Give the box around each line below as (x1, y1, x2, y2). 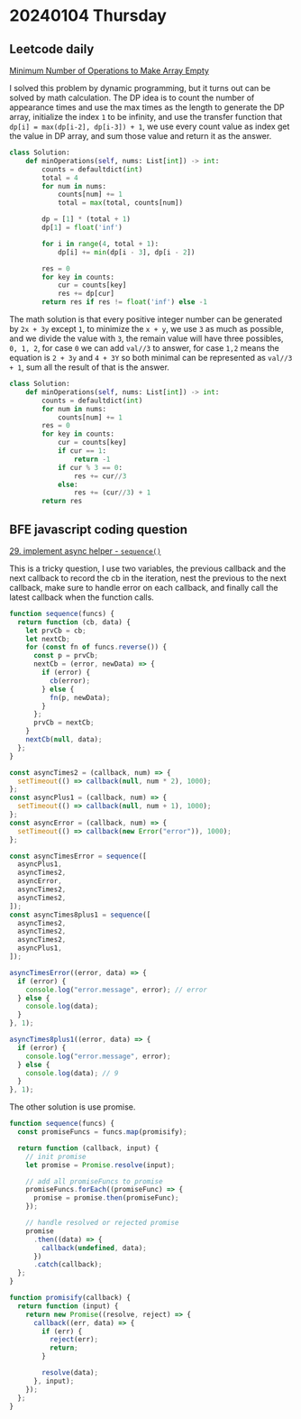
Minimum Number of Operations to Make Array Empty (9, 65, 210, 76)
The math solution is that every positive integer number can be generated (9, 314, 283, 325)
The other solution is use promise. (9, 1101, 136, 1112)
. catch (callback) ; (32, 1260, 103, 1269)
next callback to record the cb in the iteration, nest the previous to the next (9, 572, 287, 583)
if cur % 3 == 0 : (57, 463, 123, 472)
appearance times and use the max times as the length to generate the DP (9, 102, 286, 113)
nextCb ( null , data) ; (25, 735, 103, 744)
